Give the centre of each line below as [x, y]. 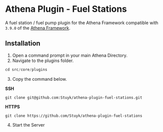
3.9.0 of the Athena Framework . [38, 28]
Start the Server [28, 125]
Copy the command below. [40, 79]
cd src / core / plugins [26, 69]
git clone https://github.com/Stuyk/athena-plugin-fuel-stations [74, 116]
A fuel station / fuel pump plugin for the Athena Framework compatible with [82, 23]
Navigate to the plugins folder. [43, 61]
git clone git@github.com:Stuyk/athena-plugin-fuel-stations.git [74, 98]
